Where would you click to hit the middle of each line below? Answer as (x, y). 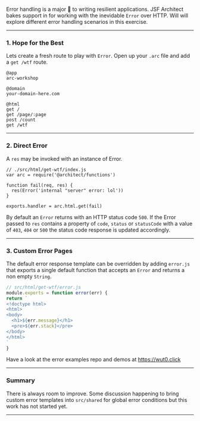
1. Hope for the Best (35, 43)
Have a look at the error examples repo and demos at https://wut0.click (93, 360)
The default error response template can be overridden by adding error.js (98, 263)
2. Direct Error (27, 146)
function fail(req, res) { (40, 185)
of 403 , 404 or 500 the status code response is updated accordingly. (88, 230)
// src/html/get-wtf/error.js (44, 287)
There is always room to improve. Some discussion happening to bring (93, 394)
